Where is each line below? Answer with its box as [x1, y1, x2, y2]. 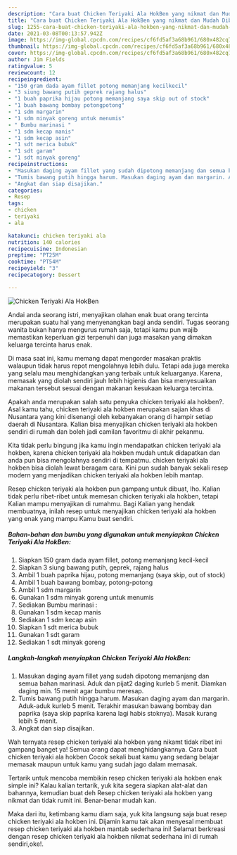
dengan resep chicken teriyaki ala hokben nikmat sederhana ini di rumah [8, 832, 219, 840]
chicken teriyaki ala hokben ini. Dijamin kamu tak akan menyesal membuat [8, 817, 224, 825]
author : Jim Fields [8, 56, 65, 63]
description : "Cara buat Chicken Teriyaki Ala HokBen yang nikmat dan [8, 10, 219, 18]
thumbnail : [8, 43, 40, 50]
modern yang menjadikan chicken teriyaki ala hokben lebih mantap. [8, 470, 204, 479]
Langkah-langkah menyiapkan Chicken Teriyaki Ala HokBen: [8, 654, 191, 662]
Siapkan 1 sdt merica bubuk [18, 623, 99, 631]
